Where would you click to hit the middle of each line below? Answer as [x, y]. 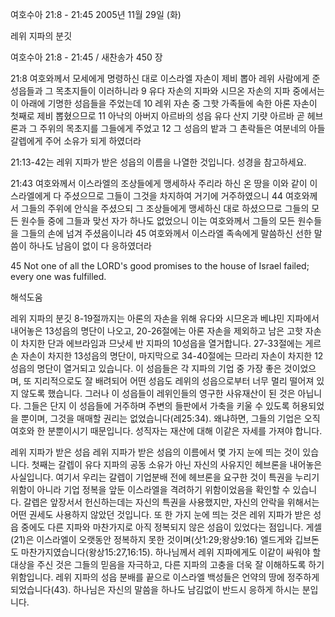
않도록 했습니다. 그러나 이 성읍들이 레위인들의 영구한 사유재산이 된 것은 [158, 393]
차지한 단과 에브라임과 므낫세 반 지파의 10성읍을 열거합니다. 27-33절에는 [161, 343]
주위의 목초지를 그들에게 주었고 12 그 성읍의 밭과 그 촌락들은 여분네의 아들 [182, 128]
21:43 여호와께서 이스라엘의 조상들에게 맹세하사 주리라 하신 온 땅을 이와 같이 [159, 183]
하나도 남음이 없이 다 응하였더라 [90, 246]
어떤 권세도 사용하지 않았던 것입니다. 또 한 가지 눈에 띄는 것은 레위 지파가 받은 [161, 514]
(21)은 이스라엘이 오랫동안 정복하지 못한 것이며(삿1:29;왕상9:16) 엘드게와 [151, 539]
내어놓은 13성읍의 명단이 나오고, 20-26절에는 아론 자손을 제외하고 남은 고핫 [156, 331]
